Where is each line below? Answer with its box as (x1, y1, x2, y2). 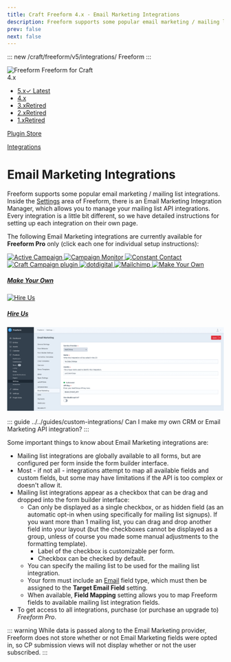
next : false (7, 33, 41, 40)
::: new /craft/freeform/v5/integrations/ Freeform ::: (7, 52, 152, 61)
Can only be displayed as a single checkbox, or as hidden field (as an (27, 503, 224, 511)
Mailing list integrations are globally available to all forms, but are (16, 452, 201, 460)
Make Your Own (7, 276, 54, 284)
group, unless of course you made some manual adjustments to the (27, 532, 219, 541)
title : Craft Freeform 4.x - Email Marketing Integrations (7, 11, 180, 18)
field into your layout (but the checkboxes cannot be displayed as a (27, 525, 218, 533)
